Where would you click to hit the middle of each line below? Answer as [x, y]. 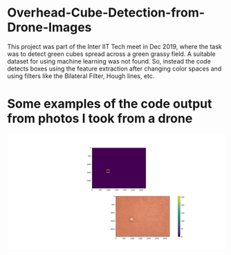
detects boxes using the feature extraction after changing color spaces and [114, 68]
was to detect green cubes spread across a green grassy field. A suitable [111, 54]
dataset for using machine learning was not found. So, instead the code [109, 61]
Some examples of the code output [110, 104]
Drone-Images [49, 27]
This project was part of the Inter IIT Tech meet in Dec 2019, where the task [115, 46]
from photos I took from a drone [100, 119]
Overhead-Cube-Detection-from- [106, 13]
